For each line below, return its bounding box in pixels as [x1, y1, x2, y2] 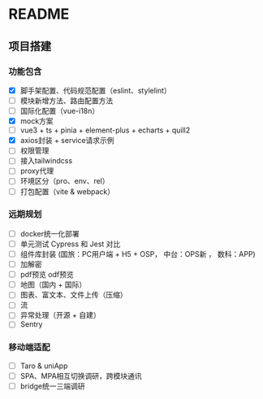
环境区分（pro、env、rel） [19, 176, 110, 186]
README [8, 5, 70, 24]
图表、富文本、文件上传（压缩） [19, 290, 127, 300]
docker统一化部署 [19, 228, 80, 238]
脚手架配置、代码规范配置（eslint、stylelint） [19, 85, 172, 95]
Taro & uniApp [19, 361, 68, 371]
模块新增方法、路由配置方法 [19, 95, 114, 106]
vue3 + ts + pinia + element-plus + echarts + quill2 [19, 125, 191, 135]
